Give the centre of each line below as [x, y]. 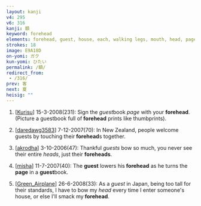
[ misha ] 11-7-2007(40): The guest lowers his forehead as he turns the [101, 165]
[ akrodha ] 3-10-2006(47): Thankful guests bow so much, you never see [103, 147]
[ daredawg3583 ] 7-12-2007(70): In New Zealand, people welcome [97, 130]
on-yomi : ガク [23, 56]
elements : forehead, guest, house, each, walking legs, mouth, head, [95, 39]
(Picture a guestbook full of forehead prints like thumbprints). [90, 118]
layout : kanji [24, 12]
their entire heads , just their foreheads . [63, 154]
